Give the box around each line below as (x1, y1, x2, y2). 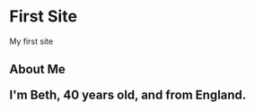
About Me (9, 62, 66, 77)
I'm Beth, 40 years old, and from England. (9, 88, 247, 103)
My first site (9, 36, 54, 47)
